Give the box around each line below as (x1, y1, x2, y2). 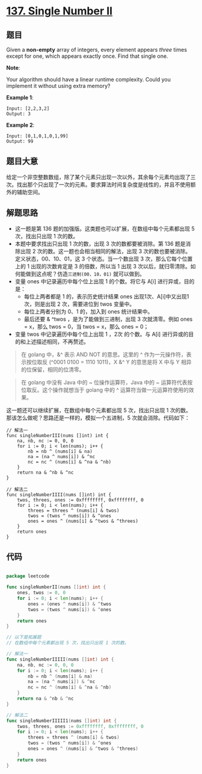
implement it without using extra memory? (6, 83, 111, 89)
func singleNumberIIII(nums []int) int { (6, 491, 112, 498)
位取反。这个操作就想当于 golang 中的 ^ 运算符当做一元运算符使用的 (20, 386, 189, 393)
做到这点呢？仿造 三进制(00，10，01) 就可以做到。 (25, 270, 145, 277)
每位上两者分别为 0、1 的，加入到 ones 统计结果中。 (23, 307, 153, 315)
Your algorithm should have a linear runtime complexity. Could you (6, 76, 171, 83)
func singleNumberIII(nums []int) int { (6, 432, 109, 438)
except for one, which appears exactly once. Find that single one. (6, 52, 168, 60)
